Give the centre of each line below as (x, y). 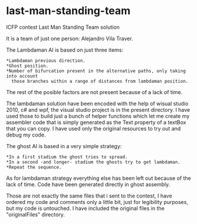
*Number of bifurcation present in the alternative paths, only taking (96, 71)
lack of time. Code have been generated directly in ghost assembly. (88, 184)
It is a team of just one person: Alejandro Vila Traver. (70, 38)
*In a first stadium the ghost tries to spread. (67, 157)
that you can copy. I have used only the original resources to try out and (93, 128)
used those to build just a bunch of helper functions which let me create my (98, 116)
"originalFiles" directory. (35, 214)
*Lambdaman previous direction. (46, 61)
